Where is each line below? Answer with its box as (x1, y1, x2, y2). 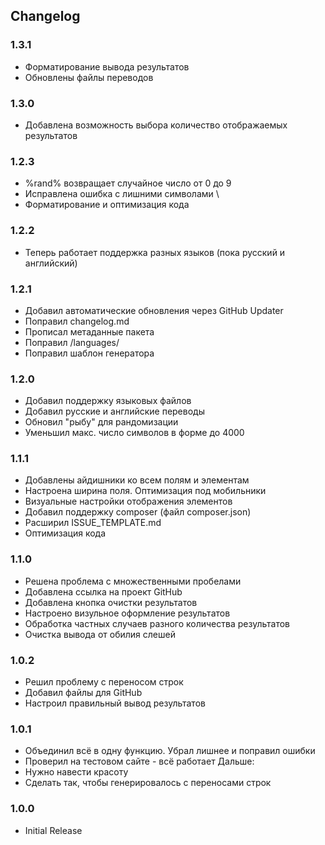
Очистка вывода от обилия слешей (24, 628, 176, 640)
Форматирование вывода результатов (24, 60, 190, 73)
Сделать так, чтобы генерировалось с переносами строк (24, 777, 272, 789)
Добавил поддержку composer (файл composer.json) (24, 506, 252, 518)
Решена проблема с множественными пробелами (24, 575, 242, 587)
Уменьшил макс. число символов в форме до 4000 (24, 427, 245, 439)
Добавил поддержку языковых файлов (24, 395, 192, 407)
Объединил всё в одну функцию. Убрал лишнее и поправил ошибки (24, 745, 316, 757)
